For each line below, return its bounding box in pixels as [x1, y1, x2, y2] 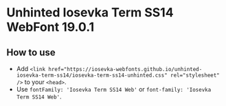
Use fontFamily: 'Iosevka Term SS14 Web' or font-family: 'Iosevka [16, 85, 212, 93]
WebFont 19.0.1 [6, 19, 95, 35]
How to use [6, 47, 56, 58]
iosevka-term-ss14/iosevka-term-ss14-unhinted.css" [16, 72, 168, 79]
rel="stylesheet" [170, 72, 221, 79]
